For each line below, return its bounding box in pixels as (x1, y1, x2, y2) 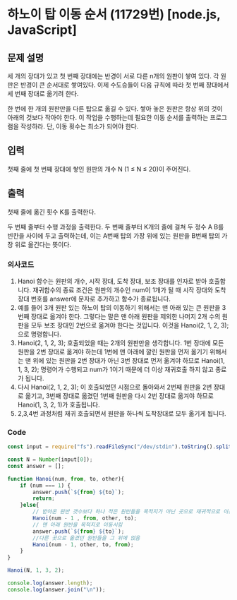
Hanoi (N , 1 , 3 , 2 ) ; (7, 567, 65, 574)
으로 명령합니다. (17, 330, 61, 338)
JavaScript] (7, 22, 78, 38)
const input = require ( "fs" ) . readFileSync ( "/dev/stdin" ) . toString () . (7, 443, 217, 450)
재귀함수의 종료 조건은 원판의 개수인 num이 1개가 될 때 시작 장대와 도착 (32, 285, 226, 294)
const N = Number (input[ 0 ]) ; (7, 456, 93, 463)
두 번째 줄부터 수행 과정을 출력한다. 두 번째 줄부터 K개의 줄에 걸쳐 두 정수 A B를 (7, 222, 224, 231)
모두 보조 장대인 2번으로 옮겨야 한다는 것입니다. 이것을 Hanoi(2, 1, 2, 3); (30, 320, 229, 329)
